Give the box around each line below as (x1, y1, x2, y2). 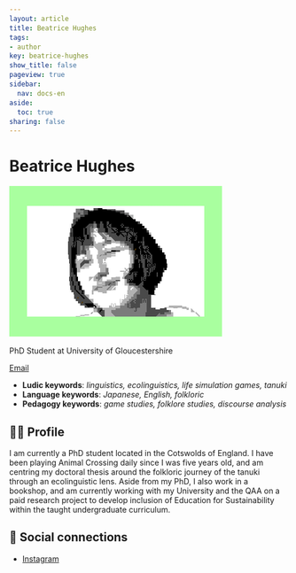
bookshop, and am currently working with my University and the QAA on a (9, 485, 281, 496)
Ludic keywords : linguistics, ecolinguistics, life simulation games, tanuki (21, 380, 287, 391)
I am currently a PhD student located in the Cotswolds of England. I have (9, 448, 274, 458)
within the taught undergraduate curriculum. (9, 505, 171, 515)
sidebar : (9, 80, 42, 89)
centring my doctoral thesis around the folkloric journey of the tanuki (9, 467, 261, 477)
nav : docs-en (17, 89, 66, 97)
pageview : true (9, 71, 66, 80)
